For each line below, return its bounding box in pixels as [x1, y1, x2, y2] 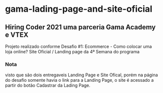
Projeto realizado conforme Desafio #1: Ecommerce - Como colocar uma [5, 44, 152, 49]
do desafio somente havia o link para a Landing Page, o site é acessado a [5, 77, 154, 83]
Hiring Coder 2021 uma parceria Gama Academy [5, 23, 156, 31]
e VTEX [5, 30, 28, 39]
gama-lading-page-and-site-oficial [5, 3, 153, 15]
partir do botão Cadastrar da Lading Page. [5, 82, 91, 89]
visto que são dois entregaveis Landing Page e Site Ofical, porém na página [5, 72, 158, 78]
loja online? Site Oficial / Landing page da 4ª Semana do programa [5, 49, 140, 54]
